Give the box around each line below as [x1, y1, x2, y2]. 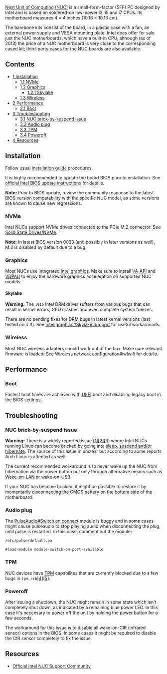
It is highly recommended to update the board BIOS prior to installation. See [5, 174, 161, 180]
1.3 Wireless [19, 94, 45, 100]
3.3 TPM [19, 126, 37, 132]
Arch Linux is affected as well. [5, 454, 67, 460]
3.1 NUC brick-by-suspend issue [19, 116, 86, 122]
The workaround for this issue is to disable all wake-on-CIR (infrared [5, 625, 146, 631]
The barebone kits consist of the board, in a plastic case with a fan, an [5, 24, 150, 30]
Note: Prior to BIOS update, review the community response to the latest [5, 189, 154, 195]
